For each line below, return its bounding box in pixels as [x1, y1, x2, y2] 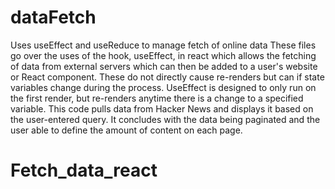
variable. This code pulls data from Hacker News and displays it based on [10, 102, 314, 115]
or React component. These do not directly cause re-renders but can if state [10, 71, 325, 83]
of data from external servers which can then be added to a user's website [10, 60, 318, 72]
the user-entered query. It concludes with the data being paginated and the [10, 113, 321, 125]
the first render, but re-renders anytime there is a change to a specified [10, 92, 304, 104]
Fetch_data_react [10, 159, 158, 182]
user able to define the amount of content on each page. [10, 124, 243, 136]
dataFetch [10, 6, 97, 29]
